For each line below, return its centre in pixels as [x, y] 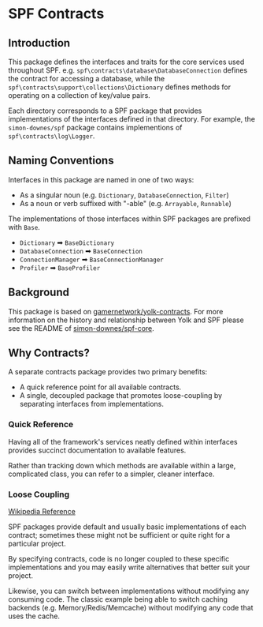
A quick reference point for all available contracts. [100, 387]
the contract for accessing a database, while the [87, 79]
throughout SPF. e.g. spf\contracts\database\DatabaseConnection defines [128, 70]
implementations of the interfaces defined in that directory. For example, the [132, 119]
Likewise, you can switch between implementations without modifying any [129, 591]
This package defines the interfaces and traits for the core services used [126, 62]
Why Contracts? [49, 353]
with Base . [24, 227]
